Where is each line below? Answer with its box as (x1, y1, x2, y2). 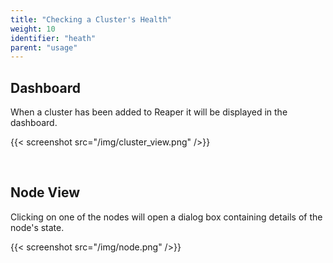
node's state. (10, 221, 65, 233)
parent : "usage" (10, 42, 78, 53)
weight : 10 (10, 24, 56, 34)
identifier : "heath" (10, 33, 97, 43)
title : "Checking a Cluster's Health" (10, 14, 172, 25)
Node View (10, 184, 81, 201)
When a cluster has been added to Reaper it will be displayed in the (10, 106, 288, 118)
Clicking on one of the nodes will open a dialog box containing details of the (10, 211, 323, 223)
